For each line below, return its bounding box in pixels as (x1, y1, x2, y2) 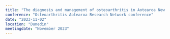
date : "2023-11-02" (5, 17, 47, 22)
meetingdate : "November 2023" (5, 26, 70, 31)
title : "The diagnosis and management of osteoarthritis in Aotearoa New (5, 7, 165, 13)
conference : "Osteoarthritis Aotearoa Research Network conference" (5, 12, 154, 17)
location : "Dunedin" (5, 21, 49, 27)
